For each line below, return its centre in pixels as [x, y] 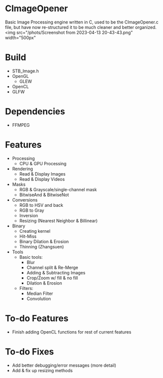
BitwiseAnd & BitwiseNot [44, 195]
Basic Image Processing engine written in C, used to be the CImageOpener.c [82, 22]
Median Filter [40, 293]
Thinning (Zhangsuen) [42, 246]
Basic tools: [31, 257]
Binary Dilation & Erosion [44, 241]
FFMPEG [21, 125]
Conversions [25, 200]
